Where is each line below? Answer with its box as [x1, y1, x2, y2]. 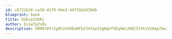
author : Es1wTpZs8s [5, 21, 47, 27]
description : [5, 26, 33, 31]
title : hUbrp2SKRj [5, 17, 45, 22]
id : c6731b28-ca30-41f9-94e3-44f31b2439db [5, 7, 97, 13]
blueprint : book [5, 12, 40, 17]
